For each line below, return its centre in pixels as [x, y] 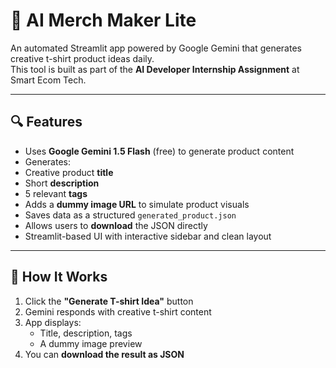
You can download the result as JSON [104, 354]
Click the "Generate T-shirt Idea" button [109, 301]
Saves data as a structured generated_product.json [130, 215]
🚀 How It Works [59, 277]
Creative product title [69, 172]
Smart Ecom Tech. [48, 80]
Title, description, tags [86, 333]
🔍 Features [46, 122]
